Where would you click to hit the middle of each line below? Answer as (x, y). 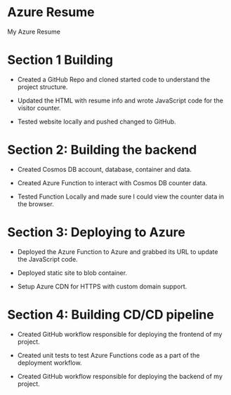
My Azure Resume (34, 32)
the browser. (35, 203)
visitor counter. (39, 108)
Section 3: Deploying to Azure (97, 232)
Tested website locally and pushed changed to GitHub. (97, 121)
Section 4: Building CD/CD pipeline (111, 315)
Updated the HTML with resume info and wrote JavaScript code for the (120, 100)
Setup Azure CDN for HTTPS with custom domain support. (102, 286)
